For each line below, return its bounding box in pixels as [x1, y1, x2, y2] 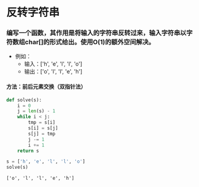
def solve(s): [6, 97, 42, 103]
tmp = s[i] [28, 120, 56, 126]
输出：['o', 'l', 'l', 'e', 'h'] [24, 68, 83, 75]
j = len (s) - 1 [17, 108, 56, 114]
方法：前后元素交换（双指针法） [6, 83, 86, 90]
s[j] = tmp [28, 131, 56, 137]
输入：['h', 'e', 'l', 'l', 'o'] [24, 60, 83, 67]
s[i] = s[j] [28, 125, 59, 131]
